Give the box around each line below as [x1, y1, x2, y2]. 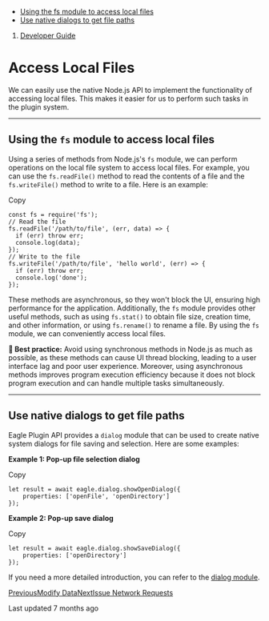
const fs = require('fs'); [8, 210, 98, 218]
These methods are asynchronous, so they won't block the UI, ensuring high [8, 294, 261, 304]
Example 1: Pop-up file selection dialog [8, 454, 140, 463]
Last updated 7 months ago [8, 603, 98, 613]
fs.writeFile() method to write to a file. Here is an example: [8, 179, 208, 189]
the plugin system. [8, 102, 70, 111]
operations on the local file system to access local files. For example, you [8, 162, 250, 172]
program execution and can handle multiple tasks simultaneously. [8, 378, 225, 387]
